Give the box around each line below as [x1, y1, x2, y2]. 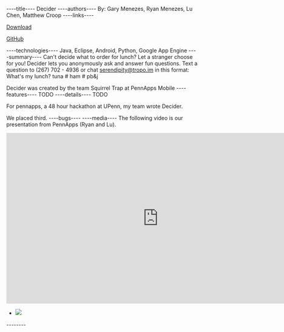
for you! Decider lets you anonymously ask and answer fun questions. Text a [6, 60, 198, 67]
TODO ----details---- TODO [38, 91, 108, 98]
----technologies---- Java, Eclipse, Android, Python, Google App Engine [6, 47, 188, 54]
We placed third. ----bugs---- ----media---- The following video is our [6, 115, 183, 121]
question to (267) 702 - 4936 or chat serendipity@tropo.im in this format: [6, 66, 190, 73]
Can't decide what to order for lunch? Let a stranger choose [42, 53, 193, 60]
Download [6, 24, 32, 30]
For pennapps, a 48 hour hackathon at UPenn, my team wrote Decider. [6, 103, 183, 110]
